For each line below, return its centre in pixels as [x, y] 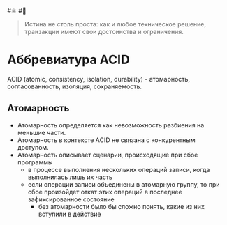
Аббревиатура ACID [69, 60]
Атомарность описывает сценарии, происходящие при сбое [108, 155]
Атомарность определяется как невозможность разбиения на [111, 125]
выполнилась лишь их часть [70, 177]
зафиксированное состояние [71, 199]
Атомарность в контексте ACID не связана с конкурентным [106, 140]
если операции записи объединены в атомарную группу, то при [124, 184]
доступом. [33, 147]
